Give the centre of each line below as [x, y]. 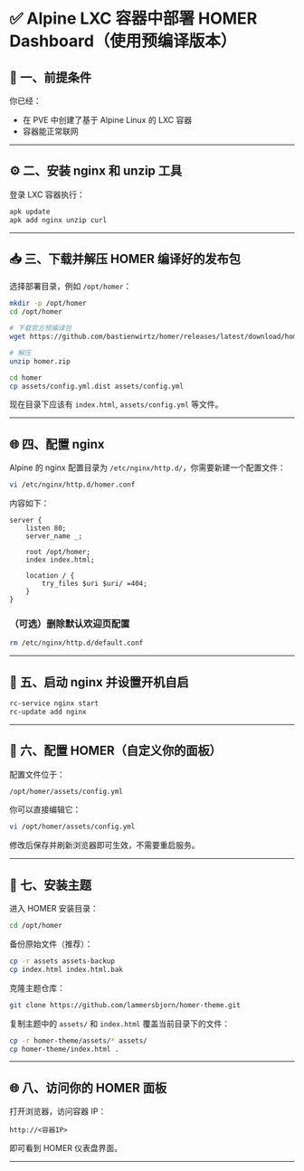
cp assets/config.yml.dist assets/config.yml [96, 386]
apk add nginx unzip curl [58, 220]
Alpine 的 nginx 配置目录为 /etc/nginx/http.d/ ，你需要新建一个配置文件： [148, 467]
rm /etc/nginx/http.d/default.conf [76, 643]
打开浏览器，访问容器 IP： [58, 1111]
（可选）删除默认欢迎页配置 [70, 623]
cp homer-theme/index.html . [64, 1049]
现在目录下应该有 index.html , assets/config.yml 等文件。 [116, 404]
